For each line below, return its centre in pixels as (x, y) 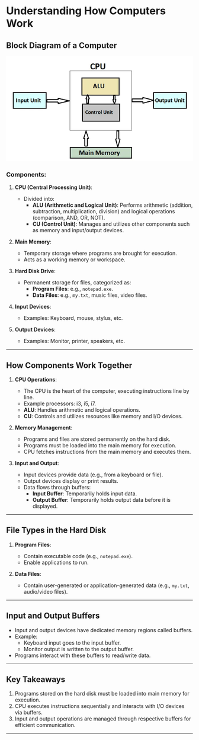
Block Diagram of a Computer (62, 45)
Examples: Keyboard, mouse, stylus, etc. (73, 318)
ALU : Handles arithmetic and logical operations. (82, 410)
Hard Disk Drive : (35, 271)
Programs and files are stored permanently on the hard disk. (97, 439)
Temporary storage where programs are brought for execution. (100, 254)
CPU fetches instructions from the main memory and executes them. (107, 452)
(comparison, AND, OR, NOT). (69, 218)
